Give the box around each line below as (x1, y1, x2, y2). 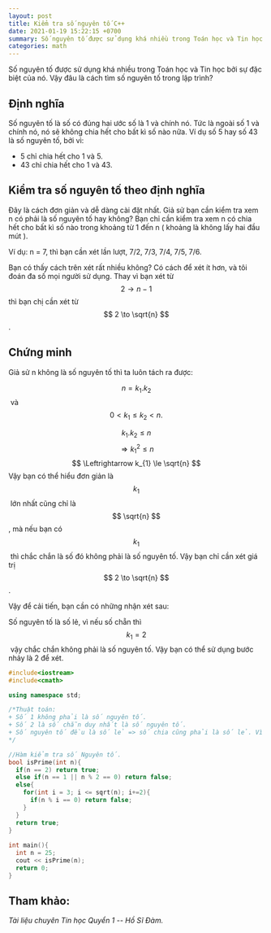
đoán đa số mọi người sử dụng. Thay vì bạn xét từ (8, 271, 174, 281)
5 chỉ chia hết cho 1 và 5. (19, 151, 103, 161)
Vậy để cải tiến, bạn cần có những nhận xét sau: (8, 601, 170, 611)
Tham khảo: (8, 894, 71, 908)
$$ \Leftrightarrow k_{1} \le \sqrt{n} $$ (71, 459, 201, 469)
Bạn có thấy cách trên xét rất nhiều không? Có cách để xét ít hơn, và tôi (8, 262, 247, 272)
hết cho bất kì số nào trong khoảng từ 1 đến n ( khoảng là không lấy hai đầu (8, 222, 260, 232)
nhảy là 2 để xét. (8, 652, 64, 663)
